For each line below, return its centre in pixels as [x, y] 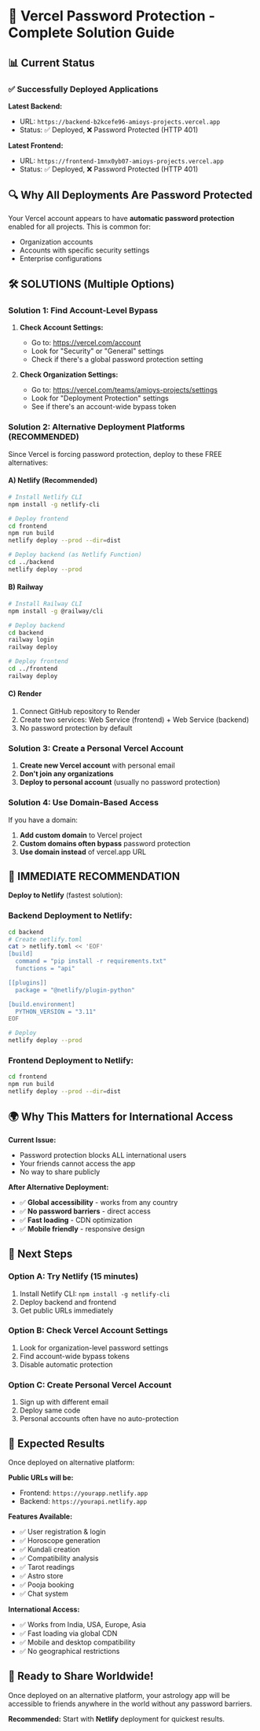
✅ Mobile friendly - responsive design [82, 1228]
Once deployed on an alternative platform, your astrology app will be [119, 1695]
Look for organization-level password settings [94, 1347]
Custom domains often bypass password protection [105, 843]
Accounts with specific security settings [84, 250]
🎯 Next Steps [40, 1254]
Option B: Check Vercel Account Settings [88, 1331]
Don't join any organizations [66, 774]
